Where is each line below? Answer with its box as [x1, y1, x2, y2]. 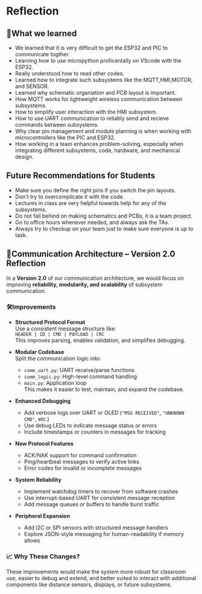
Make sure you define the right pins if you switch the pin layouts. [14, 186, 176, 194]
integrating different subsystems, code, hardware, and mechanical [14, 147, 180, 154]
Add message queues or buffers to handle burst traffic [24, 501, 160, 508]
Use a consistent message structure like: [14, 324, 116, 332]
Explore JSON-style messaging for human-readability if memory [24, 530, 185, 537]
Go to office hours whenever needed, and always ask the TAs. [14, 218, 170, 226]
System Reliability [14, 476, 62, 483]
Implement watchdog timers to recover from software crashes [24, 487, 178, 495]
